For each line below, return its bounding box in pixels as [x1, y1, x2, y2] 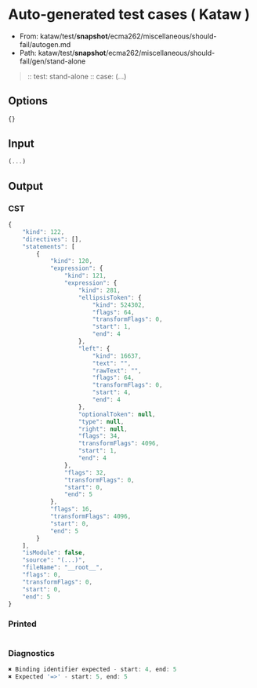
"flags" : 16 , [49, 505, 92, 513]
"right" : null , [78, 425, 128, 433]
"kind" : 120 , [49, 257, 92, 265]
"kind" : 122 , [22, 228, 65, 236]
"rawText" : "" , [92, 366, 143, 374]
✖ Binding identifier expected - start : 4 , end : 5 [8, 665, 177, 673]
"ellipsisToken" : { [78, 293, 143, 301]
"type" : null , [78, 417, 125, 425]
